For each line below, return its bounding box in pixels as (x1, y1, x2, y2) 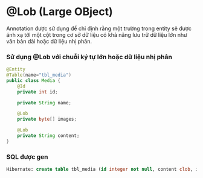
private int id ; (17, 89, 59, 95)
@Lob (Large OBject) (6, 5, 113, 19)
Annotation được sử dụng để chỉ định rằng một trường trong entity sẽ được (6, 25, 192, 32)
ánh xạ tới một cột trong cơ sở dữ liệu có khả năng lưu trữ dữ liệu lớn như (6, 31, 187, 38)
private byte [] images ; (17, 116, 77, 122)
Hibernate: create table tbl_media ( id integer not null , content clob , (6, 167, 193, 173)
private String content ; (17, 133, 80, 139)
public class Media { (6, 77, 61, 83)
